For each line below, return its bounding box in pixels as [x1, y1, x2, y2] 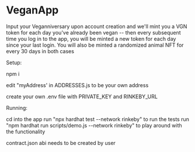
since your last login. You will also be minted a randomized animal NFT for [6, 42, 184, 49]
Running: [6, 104, 28, 111]
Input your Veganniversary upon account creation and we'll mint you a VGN [6, 23, 187, 30]
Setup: [6, 59, 22, 66]
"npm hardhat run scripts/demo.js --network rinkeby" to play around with [6, 122, 182, 129]
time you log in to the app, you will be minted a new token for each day [6, 35, 176, 42]
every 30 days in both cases [6, 47, 75, 54]
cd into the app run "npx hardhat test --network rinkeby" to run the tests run [6, 115, 190, 123]
